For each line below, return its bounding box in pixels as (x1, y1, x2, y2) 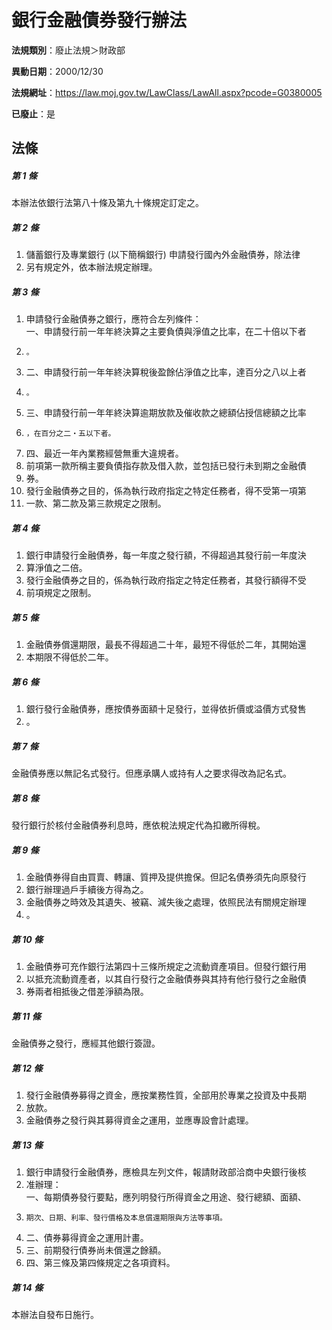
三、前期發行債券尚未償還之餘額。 (25, 1244, 167, 1256)
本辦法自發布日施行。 (11, 1308, 99, 1320)
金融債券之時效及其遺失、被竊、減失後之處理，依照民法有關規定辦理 (25, 896, 307, 908)
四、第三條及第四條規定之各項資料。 (25, 1256, 176, 1268)
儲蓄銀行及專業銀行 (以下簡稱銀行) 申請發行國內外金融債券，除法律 (25, 249, 301, 261)
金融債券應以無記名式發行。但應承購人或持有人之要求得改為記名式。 (11, 767, 292, 780)
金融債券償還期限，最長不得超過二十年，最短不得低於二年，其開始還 (25, 639, 307, 651)
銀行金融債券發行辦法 (11, 9, 188, 32)
